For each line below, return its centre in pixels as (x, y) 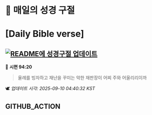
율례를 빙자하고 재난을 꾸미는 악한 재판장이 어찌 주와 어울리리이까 (82, 78)
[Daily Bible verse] (45, 34)
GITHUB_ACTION (33, 106)
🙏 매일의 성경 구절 (40, 10)
